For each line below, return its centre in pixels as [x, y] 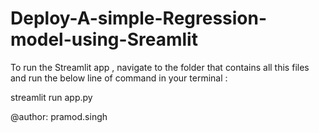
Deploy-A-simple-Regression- [139, 18]
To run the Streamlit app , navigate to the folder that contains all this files [160, 67]
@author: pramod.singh [59, 116]
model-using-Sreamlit [104, 39]
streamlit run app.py [51, 97]
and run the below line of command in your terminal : [119, 78]
